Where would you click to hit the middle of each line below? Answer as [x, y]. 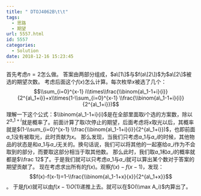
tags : [13, 17]
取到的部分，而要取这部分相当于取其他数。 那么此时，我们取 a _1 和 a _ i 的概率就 [101, 152]
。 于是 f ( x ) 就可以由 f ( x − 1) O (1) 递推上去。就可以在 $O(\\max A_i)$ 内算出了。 [99, 187]
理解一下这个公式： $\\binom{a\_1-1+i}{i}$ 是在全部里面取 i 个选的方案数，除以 [100, 114]
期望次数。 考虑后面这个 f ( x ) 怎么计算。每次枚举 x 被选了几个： [91, 82]
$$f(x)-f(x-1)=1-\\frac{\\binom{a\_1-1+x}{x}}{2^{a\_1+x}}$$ [101, 177]
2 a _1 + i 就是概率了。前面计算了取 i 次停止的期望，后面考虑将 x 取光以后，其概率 [100, 122]
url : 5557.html [25, 34]
